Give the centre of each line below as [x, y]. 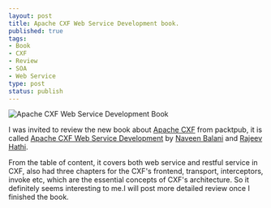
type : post [27, 83]
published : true [36, 31]
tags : [17, 38]
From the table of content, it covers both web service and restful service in [133, 163]
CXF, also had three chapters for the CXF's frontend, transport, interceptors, [136, 172]
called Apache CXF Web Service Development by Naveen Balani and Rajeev [135, 138]
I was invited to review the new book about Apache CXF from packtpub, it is [135, 129]
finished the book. [39, 197]
